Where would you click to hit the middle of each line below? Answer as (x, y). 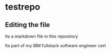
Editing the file (28, 25)
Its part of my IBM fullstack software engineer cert (55, 46)
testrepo (23, 7)
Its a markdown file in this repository (42, 36)
